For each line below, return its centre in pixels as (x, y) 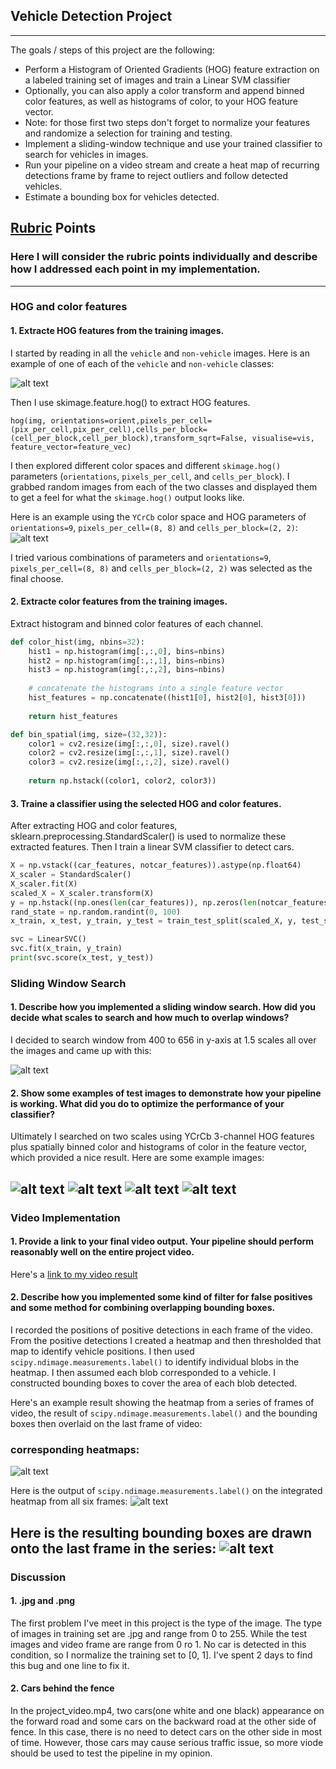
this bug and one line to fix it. (70, 1665)
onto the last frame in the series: (113, 1548)
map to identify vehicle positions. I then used (102, 1351)
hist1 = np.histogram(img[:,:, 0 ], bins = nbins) (127, 651)
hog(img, (28, 420)
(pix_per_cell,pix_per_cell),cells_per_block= (109, 429)
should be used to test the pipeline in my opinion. (111, 1753)
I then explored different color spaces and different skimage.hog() (146, 465)
